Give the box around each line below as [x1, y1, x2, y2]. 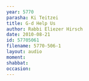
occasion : [6, 65, 32, 72]
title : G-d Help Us [6, 20, 56, 26]
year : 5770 [6, 9, 34, 15]
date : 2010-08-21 [6, 32, 51, 38]
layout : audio [6, 49, 43, 55]
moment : [6, 54, 26, 60]
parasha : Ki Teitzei [6, 15, 59, 21]
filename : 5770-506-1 [6, 43, 62, 49]
